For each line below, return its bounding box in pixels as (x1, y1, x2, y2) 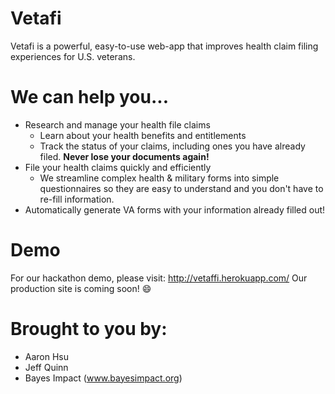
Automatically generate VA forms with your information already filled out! (24, 203, 326, 216)
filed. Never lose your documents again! (39, 150, 210, 162)
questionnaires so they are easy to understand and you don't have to (39, 182, 324, 194)
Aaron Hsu (24, 350, 70, 362)
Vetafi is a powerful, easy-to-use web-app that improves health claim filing (10, 40, 319, 52)
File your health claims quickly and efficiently (24, 161, 212, 173)
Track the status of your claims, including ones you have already (39, 140, 306, 152)
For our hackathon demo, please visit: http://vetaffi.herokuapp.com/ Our (10, 272, 308, 284)
